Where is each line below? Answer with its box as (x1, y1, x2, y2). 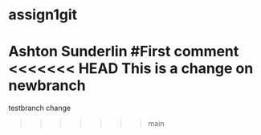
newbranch (8, 76, 86, 95)
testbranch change (8, 103, 71, 113)
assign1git (8, 6, 78, 24)
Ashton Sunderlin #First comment (8, 43, 239, 61)
